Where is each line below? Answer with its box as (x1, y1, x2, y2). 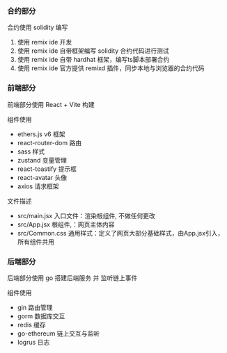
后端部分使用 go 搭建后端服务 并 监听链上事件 (7, 273, 138, 282)
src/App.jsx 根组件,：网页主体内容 (17, 220, 115, 229)
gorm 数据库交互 (17, 311, 65, 320)
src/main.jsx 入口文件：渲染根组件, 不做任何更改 (17, 211, 155, 220)
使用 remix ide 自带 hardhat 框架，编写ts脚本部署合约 (17, 56, 170, 64)
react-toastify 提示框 (17, 165, 77, 173)
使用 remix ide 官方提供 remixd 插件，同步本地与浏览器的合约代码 (17, 64, 205, 72)
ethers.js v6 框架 (17, 130, 65, 138)
